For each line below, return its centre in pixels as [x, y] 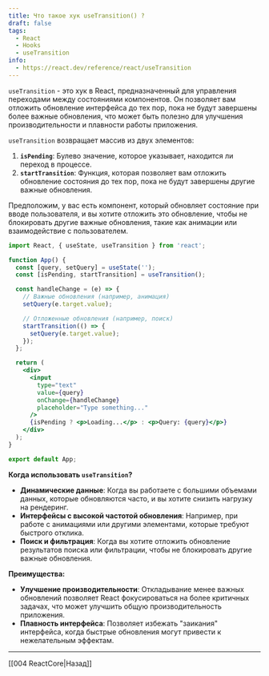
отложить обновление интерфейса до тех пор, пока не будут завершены [133, 107]
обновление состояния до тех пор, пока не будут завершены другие [137, 181]
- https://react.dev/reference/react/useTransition [104, 68]
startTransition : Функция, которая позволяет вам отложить [123, 172]
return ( [30, 363]
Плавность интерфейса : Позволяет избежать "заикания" [119, 623]
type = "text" [57, 385]
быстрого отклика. [52, 533]
